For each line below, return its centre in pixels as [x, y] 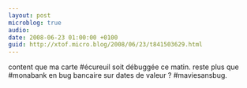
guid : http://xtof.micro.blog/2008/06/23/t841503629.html [105, 45]
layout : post [30, 15]
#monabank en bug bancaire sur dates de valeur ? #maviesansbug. [118, 75]
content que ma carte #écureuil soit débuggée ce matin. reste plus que [123, 67]
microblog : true [35, 23]
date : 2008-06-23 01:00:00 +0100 [63, 37]
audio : [19, 30]
